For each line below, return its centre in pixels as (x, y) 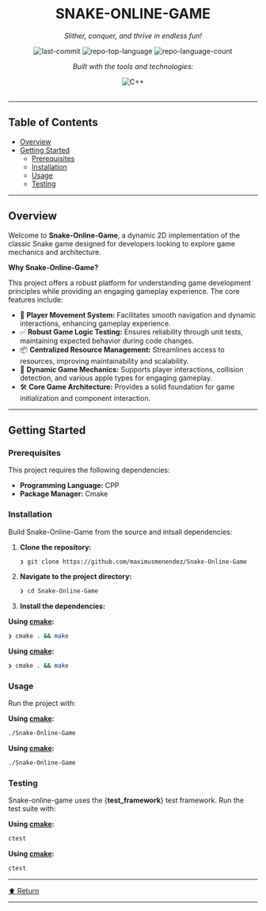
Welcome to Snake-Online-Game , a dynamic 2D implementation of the (124, 235)
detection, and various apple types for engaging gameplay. (116, 378)
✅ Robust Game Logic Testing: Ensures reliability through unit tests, (131, 332)
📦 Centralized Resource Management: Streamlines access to (122, 349)
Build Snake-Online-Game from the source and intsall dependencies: (120, 532)
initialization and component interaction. (85, 398)
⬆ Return (24, 891)
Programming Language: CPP (69, 486)
